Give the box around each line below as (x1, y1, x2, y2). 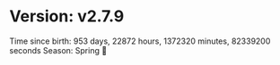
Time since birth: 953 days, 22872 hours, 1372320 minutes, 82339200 (9, 36, 271, 46)
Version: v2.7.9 (9, 6, 125, 27)
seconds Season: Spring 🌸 (9, 45, 108, 55)
